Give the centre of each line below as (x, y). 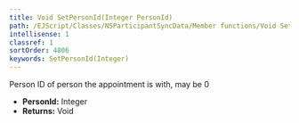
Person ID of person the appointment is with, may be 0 (109, 84)
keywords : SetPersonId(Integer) (69, 59)
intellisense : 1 (39, 34)
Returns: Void (48, 111)
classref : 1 (31, 42)
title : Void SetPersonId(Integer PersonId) (91, 17)
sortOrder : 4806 (39, 51)
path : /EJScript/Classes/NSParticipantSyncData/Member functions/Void (143, 26)
